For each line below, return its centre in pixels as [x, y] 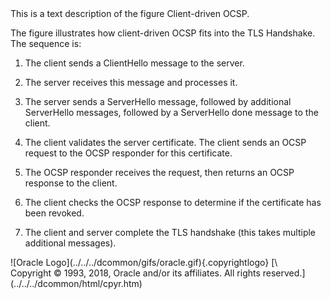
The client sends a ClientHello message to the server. [134, 63]
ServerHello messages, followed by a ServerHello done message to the [171, 112]
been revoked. [54, 213]
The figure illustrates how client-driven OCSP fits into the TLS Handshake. [163, 33]
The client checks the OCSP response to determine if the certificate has [173, 202]
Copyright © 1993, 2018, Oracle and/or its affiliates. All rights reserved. [156, 273]
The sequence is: [46, 43]
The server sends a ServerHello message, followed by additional [158, 101]
